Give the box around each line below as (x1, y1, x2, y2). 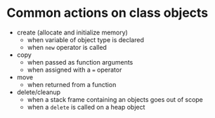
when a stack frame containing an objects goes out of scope (27, 95, 203, 103)
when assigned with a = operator (27, 65, 122, 74)
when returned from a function (27, 80, 117, 88)
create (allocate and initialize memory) (16, 28, 128, 37)
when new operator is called (27, 43, 107, 51)
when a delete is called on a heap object (27, 103, 145, 111)
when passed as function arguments (27, 58, 133, 66)
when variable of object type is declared (27, 35, 145, 44)
